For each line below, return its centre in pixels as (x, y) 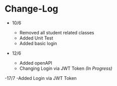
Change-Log (31, 9)
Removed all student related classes (57, 32)
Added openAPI (36, 63)
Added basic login (38, 43)
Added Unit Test (36, 38)
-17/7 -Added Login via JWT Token (41, 78)
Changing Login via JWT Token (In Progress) (66, 68)
